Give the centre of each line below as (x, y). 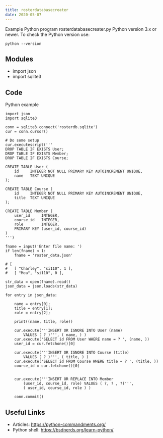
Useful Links (25, 412)
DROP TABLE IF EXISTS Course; (37, 158)
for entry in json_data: (31, 295)
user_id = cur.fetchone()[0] (45, 344)
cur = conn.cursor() (27, 132)
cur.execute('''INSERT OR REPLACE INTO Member (64, 379)
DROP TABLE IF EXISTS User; (35, 150)
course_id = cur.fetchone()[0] (47, 366)
